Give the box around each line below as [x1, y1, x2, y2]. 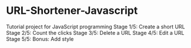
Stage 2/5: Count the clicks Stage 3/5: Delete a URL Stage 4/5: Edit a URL [6, 29, 185, 36]
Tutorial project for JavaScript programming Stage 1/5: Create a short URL [6, 23, 185, 30]
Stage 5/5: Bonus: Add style [6, 35, 74, 42]
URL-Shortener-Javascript [6, 4, 138, 17]
